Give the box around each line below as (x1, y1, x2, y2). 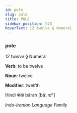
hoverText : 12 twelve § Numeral (5, 26, 72, 31)
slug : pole (5, 12, 28, 17)
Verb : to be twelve (5, 63, 43, 69)
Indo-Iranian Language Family (5, 102, 68, 108)
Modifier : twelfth (5, 83, 40, 89)
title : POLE (5, 16, 30, 21)
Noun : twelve (5, 73, 33, 79)
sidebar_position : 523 (5, 21, 52, 26)
